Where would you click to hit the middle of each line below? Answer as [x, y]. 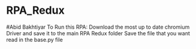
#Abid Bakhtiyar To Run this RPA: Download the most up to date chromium [98, 27]
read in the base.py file [34, 39]
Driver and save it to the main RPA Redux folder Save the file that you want [98, 33]
